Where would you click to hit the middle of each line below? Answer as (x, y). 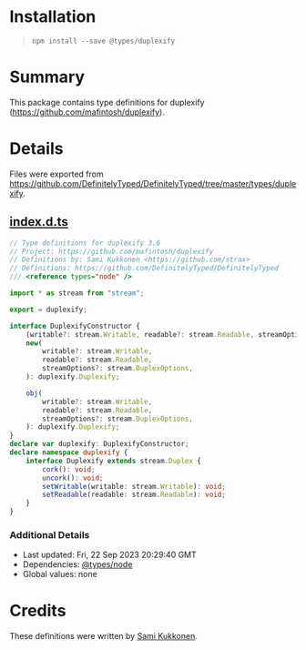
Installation (53, 17)
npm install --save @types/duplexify (103, 41)
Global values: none (60, 574)
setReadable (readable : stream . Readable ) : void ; (134, 495)
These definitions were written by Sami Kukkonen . (104, 636)
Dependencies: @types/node (77, 564)
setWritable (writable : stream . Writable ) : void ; (134, 486)
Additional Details (50, 534)
